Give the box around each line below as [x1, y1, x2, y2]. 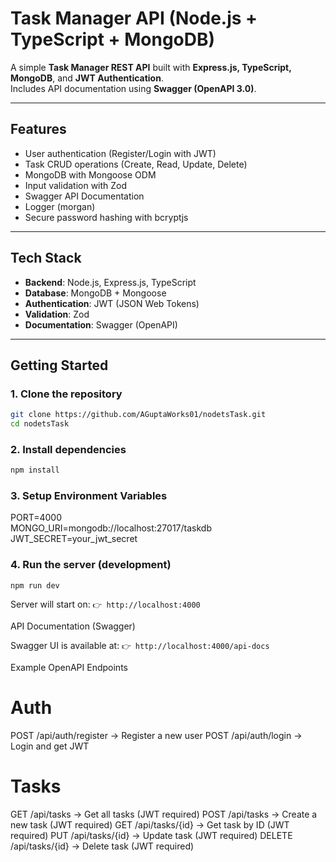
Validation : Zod [24, 308, 90, 320]
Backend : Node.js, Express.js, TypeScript [24, 276, 197, 288]
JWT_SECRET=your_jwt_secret [10, 533, 138, 545]
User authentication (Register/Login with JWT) [24, 147, 217, 159]
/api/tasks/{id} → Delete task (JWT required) [10, 840, 195, 852]
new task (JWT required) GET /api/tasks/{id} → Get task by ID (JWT [10, 818, 290, 831]
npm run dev [10, 580, 60, 591]
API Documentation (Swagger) [10, 620, 136, 632]
